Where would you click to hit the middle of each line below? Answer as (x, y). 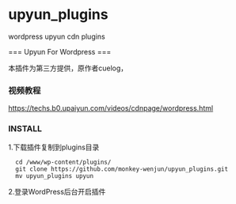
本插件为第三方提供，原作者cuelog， (68, 68)
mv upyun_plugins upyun (54, 176)
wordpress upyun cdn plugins (57, 36)
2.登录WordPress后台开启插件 (57, 191)
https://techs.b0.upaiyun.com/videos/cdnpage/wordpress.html (111, 108)
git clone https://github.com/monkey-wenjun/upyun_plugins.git (122, 169)
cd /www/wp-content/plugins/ (63, 162)
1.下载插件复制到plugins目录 (54, 147)
